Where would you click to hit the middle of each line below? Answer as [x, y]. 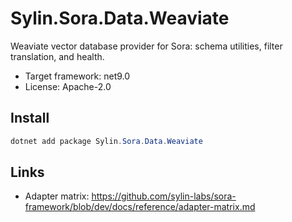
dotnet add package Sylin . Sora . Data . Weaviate [106, 141]
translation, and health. [57, 56]
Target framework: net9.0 [77, 76]
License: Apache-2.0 [68, 86]
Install [30, 118]
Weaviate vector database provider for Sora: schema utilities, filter [146, 46]
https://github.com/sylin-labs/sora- [164, 196]
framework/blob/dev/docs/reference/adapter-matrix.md [140, 207]
